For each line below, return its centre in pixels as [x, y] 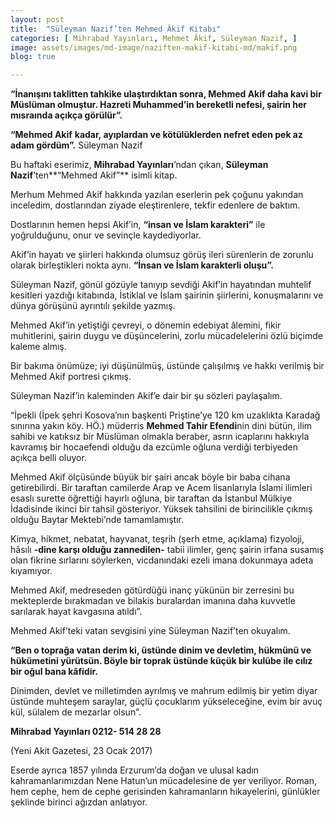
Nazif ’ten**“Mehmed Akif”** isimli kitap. [94, 175]
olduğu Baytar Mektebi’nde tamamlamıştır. [97, 520]
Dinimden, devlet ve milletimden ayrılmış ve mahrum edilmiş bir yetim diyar [164, 691]
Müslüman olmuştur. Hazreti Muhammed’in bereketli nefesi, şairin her [159, 105]
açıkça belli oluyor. [48, 458]
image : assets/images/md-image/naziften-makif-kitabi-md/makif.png [154, 47]
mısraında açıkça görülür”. [66, 115]
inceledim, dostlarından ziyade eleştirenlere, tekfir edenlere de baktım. [155, 205]
